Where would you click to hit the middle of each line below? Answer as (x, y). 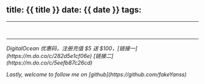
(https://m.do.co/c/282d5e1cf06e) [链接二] (60, 56)
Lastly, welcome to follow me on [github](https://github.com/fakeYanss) (97, 74)
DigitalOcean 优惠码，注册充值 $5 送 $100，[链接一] (72, 48)
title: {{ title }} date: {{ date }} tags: (74, 10)
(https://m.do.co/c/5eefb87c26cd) (49, 62)
